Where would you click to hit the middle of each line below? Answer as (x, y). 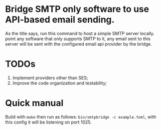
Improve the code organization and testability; (60, 83)
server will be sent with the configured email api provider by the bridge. (79, 44)
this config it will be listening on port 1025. (49, 122)
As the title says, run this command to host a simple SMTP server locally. (80, 33)
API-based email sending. (60, 20)
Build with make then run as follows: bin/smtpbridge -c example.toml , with (81, 117)
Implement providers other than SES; (50, 77)
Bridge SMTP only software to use (77, 9)
